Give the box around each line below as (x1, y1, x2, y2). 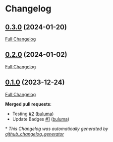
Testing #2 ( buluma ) (12, 111, 54, 117)
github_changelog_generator (5, 131, 64, 137)
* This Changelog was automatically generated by (5, 126, 109, 132)
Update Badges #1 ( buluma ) (12, 116, 69, 122)
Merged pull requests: (5, 101, 52, 107)
